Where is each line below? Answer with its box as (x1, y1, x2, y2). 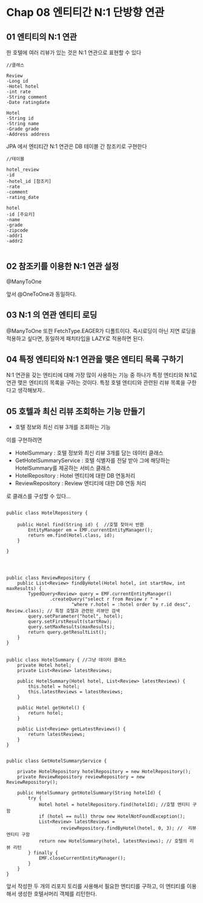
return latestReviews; (28, 732, 85, 738)
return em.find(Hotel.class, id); (28, 532, 115, 538)
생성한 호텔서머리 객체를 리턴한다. (17, 890, 97, 898)
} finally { (28, 850, 59, 856)
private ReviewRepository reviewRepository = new (17, 774, 145, 780)
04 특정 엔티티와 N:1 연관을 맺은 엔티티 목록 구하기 (6, 354, 184, 365)
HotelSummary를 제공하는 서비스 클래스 (15, 464, 111, 472)
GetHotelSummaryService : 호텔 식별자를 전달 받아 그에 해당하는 (15, 457, 171, 464)
